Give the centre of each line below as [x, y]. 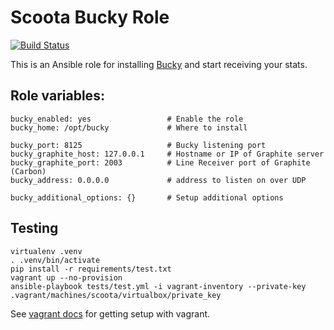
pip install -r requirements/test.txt [91, 269]
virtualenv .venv [46, 251]
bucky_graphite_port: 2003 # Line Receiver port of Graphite [160, 162]
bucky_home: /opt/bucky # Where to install [129, 127]
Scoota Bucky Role [90, 17]
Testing [34, 228]
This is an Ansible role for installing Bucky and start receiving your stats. [159, 64]
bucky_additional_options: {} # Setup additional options [147, 197]
